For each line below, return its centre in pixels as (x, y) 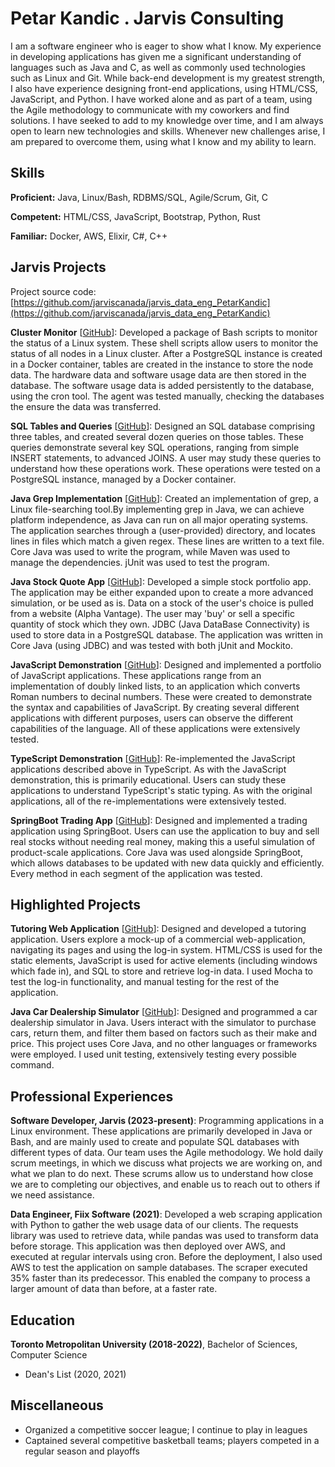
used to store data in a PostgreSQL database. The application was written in (166, 634)
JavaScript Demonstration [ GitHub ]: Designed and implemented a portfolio (166, 664)
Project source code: (53, 291)
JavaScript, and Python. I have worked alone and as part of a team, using (161, 99)
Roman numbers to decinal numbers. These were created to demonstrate (161, 696)
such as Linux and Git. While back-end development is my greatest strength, (168, 78)
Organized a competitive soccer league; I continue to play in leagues (166, 1429)
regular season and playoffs (82, 1451)
